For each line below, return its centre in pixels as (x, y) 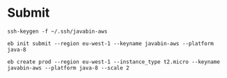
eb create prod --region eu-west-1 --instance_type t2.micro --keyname (113, 62)
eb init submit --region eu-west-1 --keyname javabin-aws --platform (111, 43)
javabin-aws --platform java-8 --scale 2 (68, 68)
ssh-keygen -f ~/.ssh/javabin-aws (58, 31)
